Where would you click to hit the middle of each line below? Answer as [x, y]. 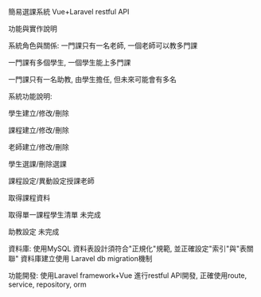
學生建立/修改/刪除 [39, 113]
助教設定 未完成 [34, 232]
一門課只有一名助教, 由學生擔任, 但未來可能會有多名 [92, 79]
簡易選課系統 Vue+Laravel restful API [69, 12]
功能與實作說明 [33, 29]
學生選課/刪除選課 [38, 164]
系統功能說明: [31, 96]
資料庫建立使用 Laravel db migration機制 [86, 258]
